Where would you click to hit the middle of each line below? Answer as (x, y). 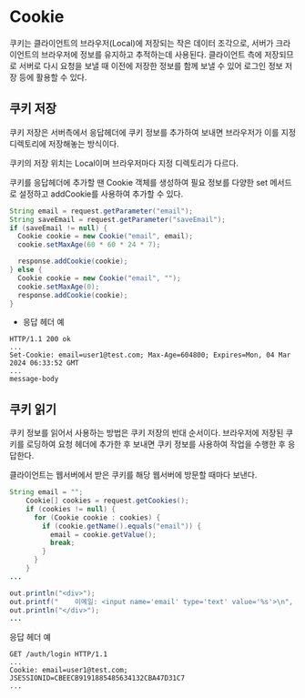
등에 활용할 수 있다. (53, 77)
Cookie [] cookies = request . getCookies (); (107, 501)
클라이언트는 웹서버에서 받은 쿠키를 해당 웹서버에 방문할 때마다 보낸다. (133, 475)
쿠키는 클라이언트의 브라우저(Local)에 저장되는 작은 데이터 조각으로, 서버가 (142, 43)
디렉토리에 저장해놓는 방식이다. (65, 144)
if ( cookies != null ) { (71, 509)
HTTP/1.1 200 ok (40, 339)
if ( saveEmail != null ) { (58, 228)
